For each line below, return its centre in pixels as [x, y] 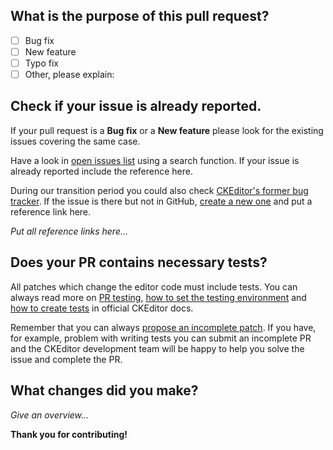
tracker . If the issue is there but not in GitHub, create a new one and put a [161, 201]
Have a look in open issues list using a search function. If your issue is [155, 160]
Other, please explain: [69, 74]
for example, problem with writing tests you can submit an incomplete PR [161, 338]
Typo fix [41, 63]
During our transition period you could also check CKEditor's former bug [159, 190]
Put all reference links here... [69, 231]
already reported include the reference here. [102, 171]
